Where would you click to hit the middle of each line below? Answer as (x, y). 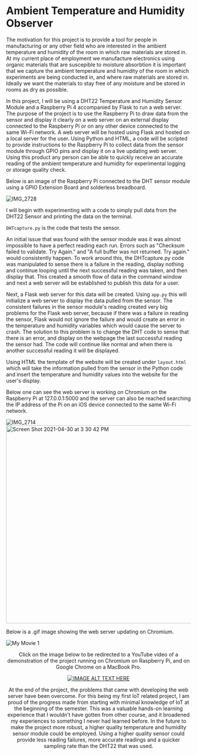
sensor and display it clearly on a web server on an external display (87, 119)
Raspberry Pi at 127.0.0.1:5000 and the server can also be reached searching (98, 398)
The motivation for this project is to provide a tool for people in (81, 39)
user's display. (23, 380)
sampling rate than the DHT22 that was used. (98, 746)
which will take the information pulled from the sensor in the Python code (94, 368)
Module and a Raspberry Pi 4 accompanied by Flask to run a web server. (94, 107)
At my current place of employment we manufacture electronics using (90, 58)
